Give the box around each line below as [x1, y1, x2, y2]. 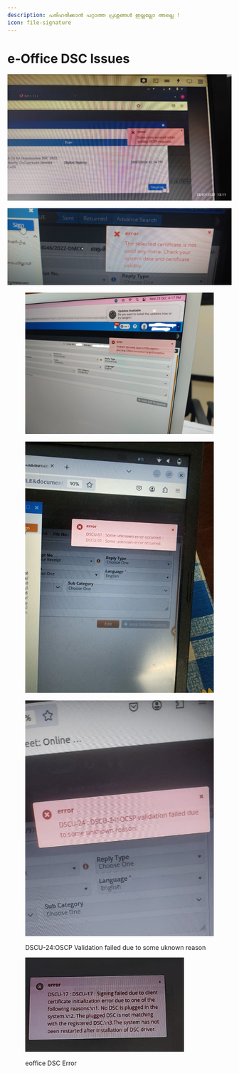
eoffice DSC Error [25, 1059, 77, 1067]
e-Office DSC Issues [7, 51, 130, 67]
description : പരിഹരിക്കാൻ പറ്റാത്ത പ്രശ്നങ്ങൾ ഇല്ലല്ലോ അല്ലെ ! [7, 11, 181, 18]
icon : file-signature [7, 18, 72, 26]
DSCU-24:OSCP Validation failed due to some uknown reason [25, 943, 206, 951]
